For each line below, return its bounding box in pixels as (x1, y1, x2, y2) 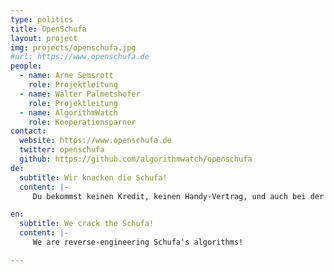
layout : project (10, 33, 78, 43)
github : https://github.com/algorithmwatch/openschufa (19, 154, 253, 164)
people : (10, 61, 43, 71)
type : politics (10, 14, 74, 25)
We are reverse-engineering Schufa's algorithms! (32, 237, 244, 247)
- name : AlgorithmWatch (19, 107, 118, 118)
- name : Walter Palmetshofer (19, 89, 141, 99)
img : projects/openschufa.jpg (10, 42, 137, 53)
